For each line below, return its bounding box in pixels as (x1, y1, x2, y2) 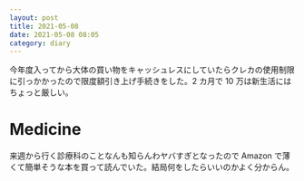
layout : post (9, 13, 59, 23)
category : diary (9, 38, 71, 48)
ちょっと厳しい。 (9, 87, 74, 98)
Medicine (9, 119, 82, 140)
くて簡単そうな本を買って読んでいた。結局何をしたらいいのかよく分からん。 (9, 162, 295, 173)
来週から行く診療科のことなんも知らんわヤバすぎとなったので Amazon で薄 (9, 150, 290, 161)
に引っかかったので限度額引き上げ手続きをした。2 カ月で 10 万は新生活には (9, 76, 292, 87)
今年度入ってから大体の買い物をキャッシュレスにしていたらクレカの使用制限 (9, 64, 295, 75)
